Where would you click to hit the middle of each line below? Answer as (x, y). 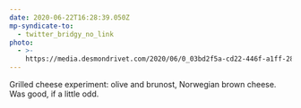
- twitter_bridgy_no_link (66, 34)
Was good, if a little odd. (54, 94)
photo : (21, 42)
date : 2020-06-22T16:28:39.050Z (69, 17)
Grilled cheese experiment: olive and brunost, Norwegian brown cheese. (143, 84)
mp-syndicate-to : (42, 26)
